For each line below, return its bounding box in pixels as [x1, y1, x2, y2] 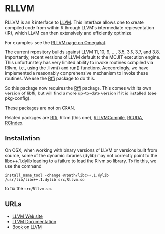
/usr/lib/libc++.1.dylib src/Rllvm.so [5, 177, 85, 182]
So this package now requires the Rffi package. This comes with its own [5, 85, 152, 91]
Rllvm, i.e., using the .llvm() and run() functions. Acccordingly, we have [5, 65, 149, 71]
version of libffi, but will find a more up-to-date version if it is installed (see [5, 90, 157, 96]
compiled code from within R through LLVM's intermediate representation [5, 24, 154, 30]
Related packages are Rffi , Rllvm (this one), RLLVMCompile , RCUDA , [5, 114, 144, 120]
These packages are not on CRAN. [5, 105, 75, 111]
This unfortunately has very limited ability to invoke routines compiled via [5, 59, 154, 65]
